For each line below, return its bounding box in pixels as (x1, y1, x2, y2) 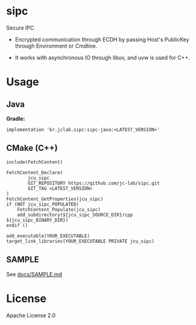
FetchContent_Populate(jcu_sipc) (17, 206, 101, 212)
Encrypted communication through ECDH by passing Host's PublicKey (14, 36, 189, 43)
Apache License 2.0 (6, 312, 56, 319)
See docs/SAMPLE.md (6, 270, 63, 278)
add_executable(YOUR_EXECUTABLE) (6, 233, 90, 239)
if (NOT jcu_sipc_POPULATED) (6, 201, 79, 207)
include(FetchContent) (6, 159, 63, 165)
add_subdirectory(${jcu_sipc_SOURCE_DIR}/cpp (17, 212, 133, 218)
